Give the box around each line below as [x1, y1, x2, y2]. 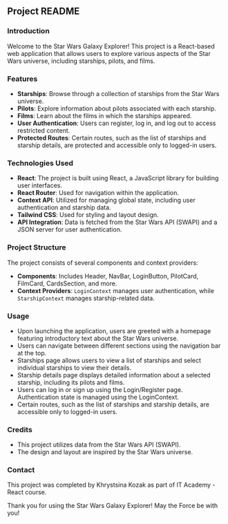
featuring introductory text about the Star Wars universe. [17, 334, 178, 342]
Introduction [7, 26, 50, 36]
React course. [7, 488, 47, 496]
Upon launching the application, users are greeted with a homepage [17, 326, 211, 335]
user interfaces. [17, 181, 62, 189]
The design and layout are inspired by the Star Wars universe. [17, 448, 193, 456]
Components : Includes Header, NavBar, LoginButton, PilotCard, [17, 272, 199, 280]
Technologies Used [7, 158, 74, 168]
